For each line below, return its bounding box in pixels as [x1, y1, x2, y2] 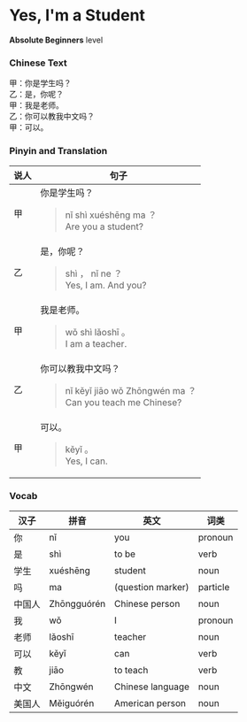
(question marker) [113, 580, 189, 593]
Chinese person [113, 597, 181, 610]
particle [197, 580, 230, 593]
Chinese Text [9, 57, 68, 69]
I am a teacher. [65, 337, 127, 349]
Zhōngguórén [49, 597, 106, 610]
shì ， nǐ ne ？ [65, 267, 123, 280]
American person [113, 696, 186, 709]
